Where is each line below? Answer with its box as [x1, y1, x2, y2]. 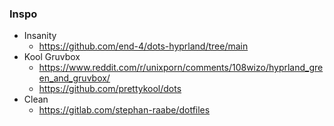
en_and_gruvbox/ [38, 72, 111, 84]
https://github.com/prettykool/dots [38, 83, 182, 95]
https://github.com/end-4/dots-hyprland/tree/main [38, 40, 249, 52]
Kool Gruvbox [23, 51, 81, 63]
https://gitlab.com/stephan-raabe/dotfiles [38, 104, 211, 116]
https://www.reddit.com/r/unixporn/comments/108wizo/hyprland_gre [38, 62, 324, 74]
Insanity [23, 30, 57, 42]
